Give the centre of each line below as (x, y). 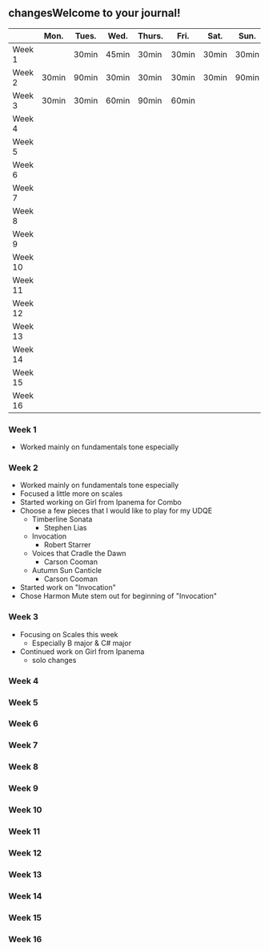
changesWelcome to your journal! (94, 13)
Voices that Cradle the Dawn (79, 554)
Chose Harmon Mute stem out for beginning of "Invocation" (118, 596)
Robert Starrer (67, 545)
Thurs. (151, 35)
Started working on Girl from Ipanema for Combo (100, 502)
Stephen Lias (65, 528)
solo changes (54, 660)
